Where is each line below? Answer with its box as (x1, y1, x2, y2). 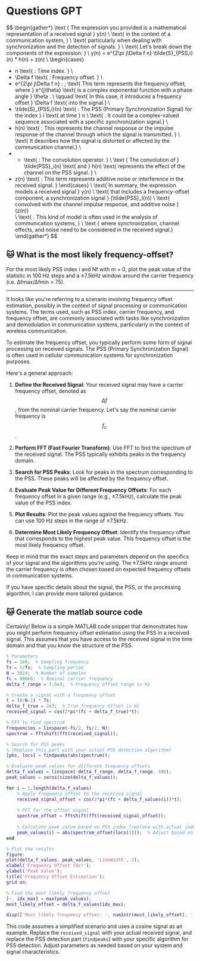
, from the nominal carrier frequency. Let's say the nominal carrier (14, 406, 177, 413)
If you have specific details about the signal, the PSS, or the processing (6, 583, 182, 590)
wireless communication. (6, 327, 67, 334)
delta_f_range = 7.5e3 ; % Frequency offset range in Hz (6, 681, 151, 687)
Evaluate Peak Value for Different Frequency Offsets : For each (14, 486, 171, 494)
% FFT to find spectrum (6, 720, 65, 726)
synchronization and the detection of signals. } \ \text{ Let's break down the (6, 43, 192, 50)
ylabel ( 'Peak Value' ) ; (6, 868, 62, 874)
